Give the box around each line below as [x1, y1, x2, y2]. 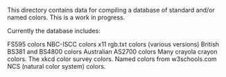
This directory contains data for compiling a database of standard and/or [7, 6, 215, 14]
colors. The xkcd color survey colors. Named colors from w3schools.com [7, 55, 217, 63]
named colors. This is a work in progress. [7, 13, 125, 22]
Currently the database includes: [7, 27, 101, 35]
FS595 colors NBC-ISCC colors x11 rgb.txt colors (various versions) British [7, 40, 220, 48]
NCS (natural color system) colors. [7, 62, 106, 70]
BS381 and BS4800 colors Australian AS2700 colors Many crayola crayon [7, 48, 218, 55]
